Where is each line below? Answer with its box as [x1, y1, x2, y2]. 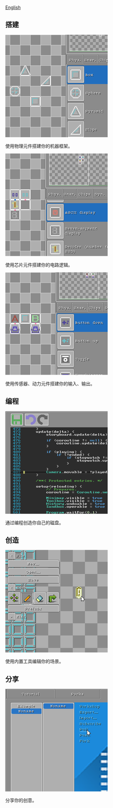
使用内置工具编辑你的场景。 [5, 658, 64, 665]
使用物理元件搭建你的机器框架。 [5, 143, 73, 149]
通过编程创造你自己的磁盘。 [5, 520, 64, 526]
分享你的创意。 [5, 797, 37, 803]
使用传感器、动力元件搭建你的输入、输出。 [5, 380, 95, 386]
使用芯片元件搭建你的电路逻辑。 [5, 261, 73, 268]
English [5, 5, 21, 10]
